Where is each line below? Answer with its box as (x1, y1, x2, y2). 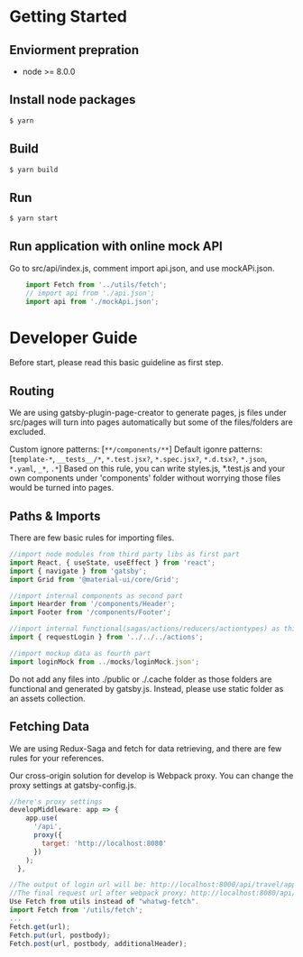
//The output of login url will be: (9, 880, 147, 889)
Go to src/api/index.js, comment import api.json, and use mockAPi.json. (9, 262, 275, 273)
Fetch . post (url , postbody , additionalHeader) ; (9, 939, 188, 948)
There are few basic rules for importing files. (9, 532, 175, 543)
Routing (9, 383, 55, 399)
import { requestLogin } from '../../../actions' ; (9, 633, 204, 642)
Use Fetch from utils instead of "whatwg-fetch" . (9, 897, 200, 906)
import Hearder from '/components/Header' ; (9, 600, 176, 609)
